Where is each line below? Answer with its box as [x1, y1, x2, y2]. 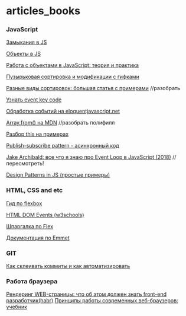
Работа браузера [6, 277, 58, 285]
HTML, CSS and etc [6, 186, 63, 194]
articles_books [6, 4, 81, 18]
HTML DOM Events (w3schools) [6, 211, 84, 218]
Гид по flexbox [6, 200, 43, 207]
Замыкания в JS [6, 39, 47, 46]
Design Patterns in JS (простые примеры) [6, 171, 110, 178]
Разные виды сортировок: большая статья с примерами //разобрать [6, 85, 181, 92]
